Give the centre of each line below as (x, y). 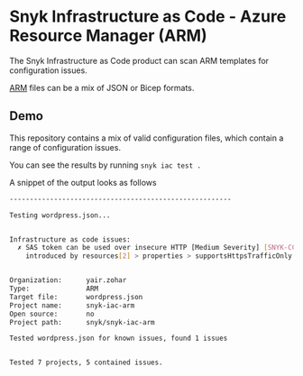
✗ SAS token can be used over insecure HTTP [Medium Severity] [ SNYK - (153, 248)
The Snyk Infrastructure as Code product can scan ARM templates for (139, 60)
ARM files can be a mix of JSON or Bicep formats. (102, 87)
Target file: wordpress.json (76, 297)
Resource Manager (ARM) (108, 36)
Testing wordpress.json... (60, 215)
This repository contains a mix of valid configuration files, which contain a (147, 138)
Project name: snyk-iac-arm (72, 305)
